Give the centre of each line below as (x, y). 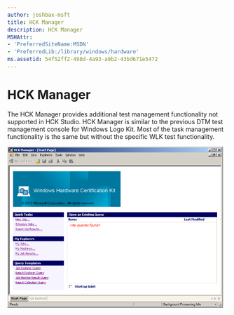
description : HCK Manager (45, 29)
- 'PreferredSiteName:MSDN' (48, 45)
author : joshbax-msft (39, 15)
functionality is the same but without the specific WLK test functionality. (111, 136)
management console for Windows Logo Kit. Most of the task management (116, 129)
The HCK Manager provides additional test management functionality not (113, 114)
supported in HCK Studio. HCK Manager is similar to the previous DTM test (115, 121)
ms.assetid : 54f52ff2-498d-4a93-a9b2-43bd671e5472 (83, 60)
